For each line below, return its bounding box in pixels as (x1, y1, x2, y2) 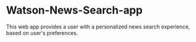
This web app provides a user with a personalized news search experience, (6, 23, 191, 30)
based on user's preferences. (6, 29, 78, 36)
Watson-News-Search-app (6, 4, 143, 17)
